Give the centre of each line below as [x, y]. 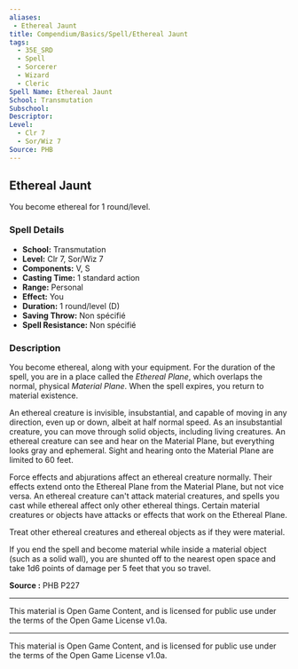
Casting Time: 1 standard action [81, 277]
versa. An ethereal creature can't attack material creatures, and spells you [145, 496]
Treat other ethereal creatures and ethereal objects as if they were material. [147, 532]
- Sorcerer [37, 68]
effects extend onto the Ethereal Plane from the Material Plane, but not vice [147, 487]
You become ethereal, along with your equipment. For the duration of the [142, 367]
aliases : [25, 17]
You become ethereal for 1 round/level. [80, 207]
